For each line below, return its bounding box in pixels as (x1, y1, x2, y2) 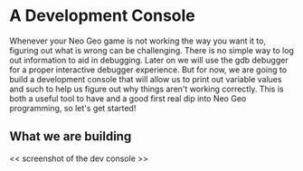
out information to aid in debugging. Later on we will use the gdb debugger (9, 54, 289, 65)
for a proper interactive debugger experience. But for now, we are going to (9, 64, 288, 75)
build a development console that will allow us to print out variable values (9, 73, 282, 84)
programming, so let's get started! (9, 102, 137, 113)
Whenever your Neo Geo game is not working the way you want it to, (9, 35, 267, 46)
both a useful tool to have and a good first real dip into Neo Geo (9, 92, 247, 104)
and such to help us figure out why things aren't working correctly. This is (9, 83, 284, 94)
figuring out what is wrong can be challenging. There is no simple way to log (9, 44, 294, 55)
